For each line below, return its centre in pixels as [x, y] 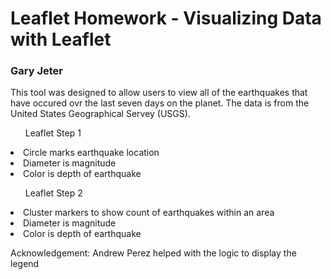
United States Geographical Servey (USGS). [100, 114]
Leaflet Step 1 [53, 133]
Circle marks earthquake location [91, 153]
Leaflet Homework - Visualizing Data [166, 18]
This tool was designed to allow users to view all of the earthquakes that [159, 93]
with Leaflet [61, 39]
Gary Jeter [36, 71]
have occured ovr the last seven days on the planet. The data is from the [160, 103]
